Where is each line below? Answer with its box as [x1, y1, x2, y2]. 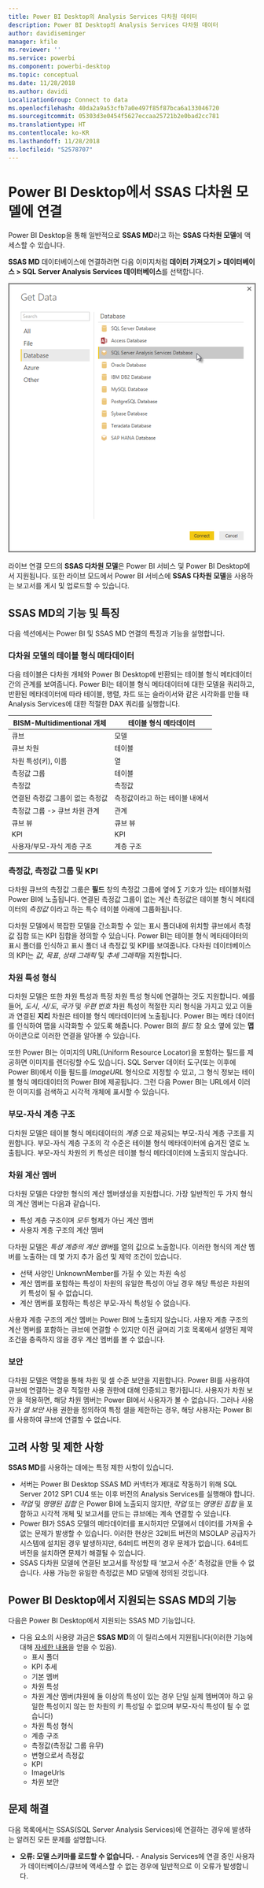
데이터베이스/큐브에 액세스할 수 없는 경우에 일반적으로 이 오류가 [27, 1861, 222, 1871]
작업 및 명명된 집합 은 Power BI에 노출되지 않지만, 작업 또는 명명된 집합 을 [19, 1499, 245, 1508]
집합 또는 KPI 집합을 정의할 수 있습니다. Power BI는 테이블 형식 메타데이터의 [16, 931, 249, 940]
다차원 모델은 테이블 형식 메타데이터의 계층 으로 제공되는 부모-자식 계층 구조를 [8, 1128, 246, 1137]
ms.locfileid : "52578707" [8, 146, 93, 154]
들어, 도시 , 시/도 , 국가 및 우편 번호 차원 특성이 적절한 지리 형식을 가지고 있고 [8, 1001, 238, 1011]
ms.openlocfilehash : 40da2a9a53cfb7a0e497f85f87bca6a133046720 [8, 104, 220, 112]
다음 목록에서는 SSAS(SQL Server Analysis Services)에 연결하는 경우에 [8, 1824, 230, 1834]
